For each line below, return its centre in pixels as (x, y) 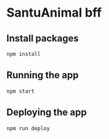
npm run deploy (28, 128)
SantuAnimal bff (54, 13)
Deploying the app (47, 112)
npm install (23, 54)
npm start (21, 91)
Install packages (42, 38)
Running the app (42, 75)
